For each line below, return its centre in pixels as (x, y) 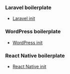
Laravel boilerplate (28, 8)
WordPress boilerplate (33, 32)
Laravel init (24, 19)
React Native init (29, 66)
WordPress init (27, 42)
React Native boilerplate (35, 55)
